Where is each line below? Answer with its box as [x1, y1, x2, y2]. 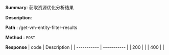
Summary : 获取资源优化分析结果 [5, 5, 74, 10]
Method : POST [5, 35, 36, 40]
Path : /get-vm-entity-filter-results [5, 24, 78, 31]
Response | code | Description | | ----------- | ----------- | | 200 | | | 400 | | [5, 44, 164, 50]
